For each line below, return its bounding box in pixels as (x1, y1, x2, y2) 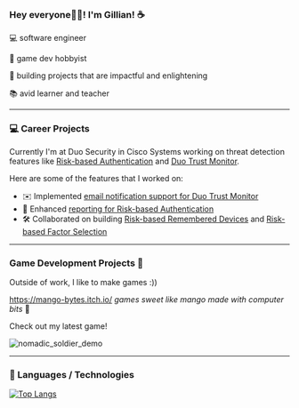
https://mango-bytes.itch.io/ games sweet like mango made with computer (9, 293, 285, 305)
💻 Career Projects (9, 123, 91, 135)
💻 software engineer (9, 33, 87, 44)
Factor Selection (47, 226, 108, 236)
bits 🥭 (9, 303, 30, 314)
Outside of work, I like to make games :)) (9, 276, 158, 287)
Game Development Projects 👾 (9, 257, 144, 269)
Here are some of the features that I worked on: (9, 172, 184, 183)
